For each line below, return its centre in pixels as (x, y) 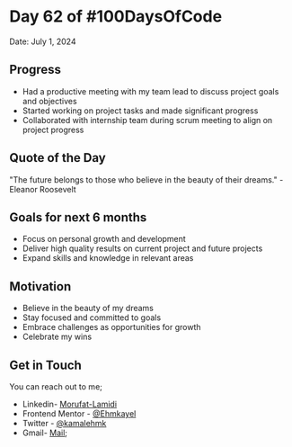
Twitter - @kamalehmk (64, 423)
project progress (53, 130)
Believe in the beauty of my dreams (88, 308)
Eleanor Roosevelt (43, 189)
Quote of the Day (58, 158)
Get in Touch (46, 365)
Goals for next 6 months (78, 217)
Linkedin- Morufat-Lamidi (70, 404)
